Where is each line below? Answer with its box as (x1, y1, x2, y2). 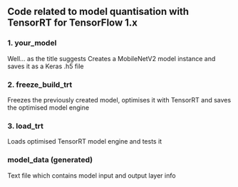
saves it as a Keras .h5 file (7, 62, 84, 70)
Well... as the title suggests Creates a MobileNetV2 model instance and (7, 54, 216, 63)
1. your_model (7, 38, 57, 48)
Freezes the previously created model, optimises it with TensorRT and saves (7, 95, 232, 104)
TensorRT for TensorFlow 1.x (7, 17, 138, 29)
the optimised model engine (7, 103, 90, 112)
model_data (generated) (7, 155, 93, 165)
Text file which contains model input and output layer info (7, 171, 176, 180)
